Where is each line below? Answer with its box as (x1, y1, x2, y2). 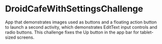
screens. (17, 34, 35, 40)
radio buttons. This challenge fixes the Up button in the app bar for (5, 29, 139, 35)
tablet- (140, 29, 154, 35)
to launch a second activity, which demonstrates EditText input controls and (5, 24, 158, 30)
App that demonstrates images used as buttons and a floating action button (5, 19, 157, 25)
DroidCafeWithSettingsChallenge (5, 3, 143, 14)
